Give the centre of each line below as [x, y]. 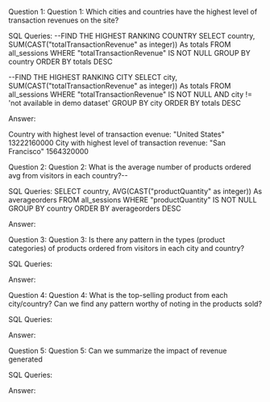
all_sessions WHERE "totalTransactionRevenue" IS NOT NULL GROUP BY [130, 53]
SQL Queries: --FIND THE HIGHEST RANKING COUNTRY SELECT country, [132, 36]
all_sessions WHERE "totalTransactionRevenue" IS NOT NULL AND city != [130, 94]
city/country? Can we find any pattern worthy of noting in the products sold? [135, 304]
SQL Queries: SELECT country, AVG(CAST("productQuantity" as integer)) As [135, 191]
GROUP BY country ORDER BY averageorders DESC [95, 208]
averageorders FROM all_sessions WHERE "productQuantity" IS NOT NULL [133, 200]
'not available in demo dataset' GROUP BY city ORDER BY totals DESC [125, 103]
